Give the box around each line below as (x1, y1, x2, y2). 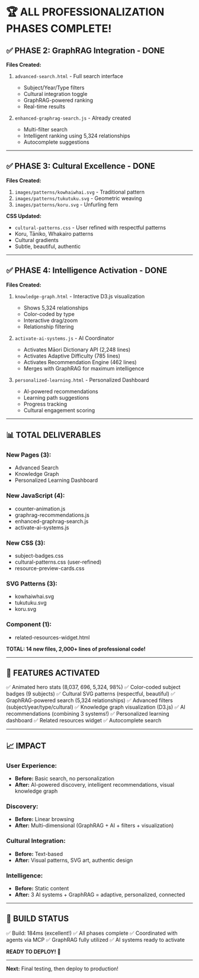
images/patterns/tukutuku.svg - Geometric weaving (14, 194, 142, 202)
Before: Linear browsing (14, 816, 75, 823)
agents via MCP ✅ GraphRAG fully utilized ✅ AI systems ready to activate (6, 936, 185, 943)
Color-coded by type (23, 310, 75, 317)
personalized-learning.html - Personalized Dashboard (14, 376, 149, 383)
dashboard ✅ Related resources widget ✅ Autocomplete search (6, 717, 162, 724)
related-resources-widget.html (14, 633, 90, 641)
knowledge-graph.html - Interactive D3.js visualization (14, 292, 145, 300)
